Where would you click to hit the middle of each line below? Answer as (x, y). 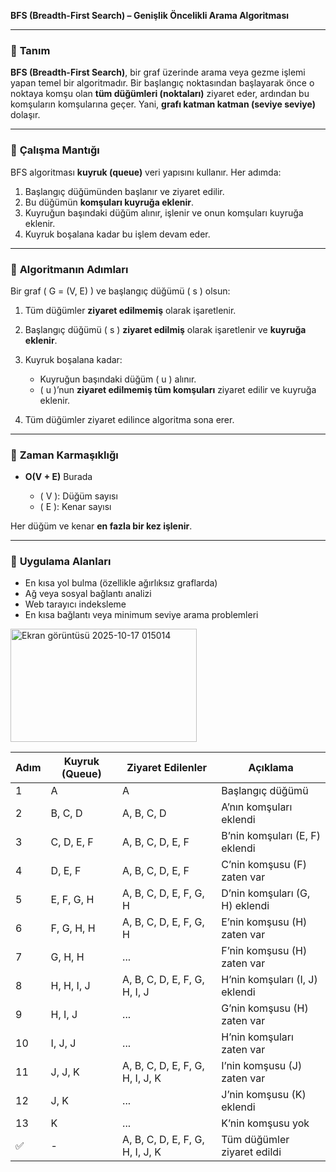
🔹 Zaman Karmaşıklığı (64, 455)
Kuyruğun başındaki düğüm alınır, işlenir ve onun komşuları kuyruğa (164, 212)
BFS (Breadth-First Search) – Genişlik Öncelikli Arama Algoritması (150, 15)
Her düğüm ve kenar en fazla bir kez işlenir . (101, 526)
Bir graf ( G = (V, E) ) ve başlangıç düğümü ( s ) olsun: (120, 291)
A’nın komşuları (257, 807)
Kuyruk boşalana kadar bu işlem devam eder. (117, 234)
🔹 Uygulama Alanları (61, 562)
